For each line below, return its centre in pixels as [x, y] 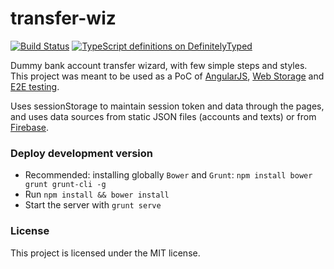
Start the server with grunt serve [93, 205]
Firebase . [30, 127]
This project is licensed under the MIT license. [105, 253]
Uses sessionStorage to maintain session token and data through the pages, [167, 106]
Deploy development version [82, 153]
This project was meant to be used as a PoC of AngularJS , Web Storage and [167, 76]
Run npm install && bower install [97, 194]
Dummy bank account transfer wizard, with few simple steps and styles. [159, 65]
